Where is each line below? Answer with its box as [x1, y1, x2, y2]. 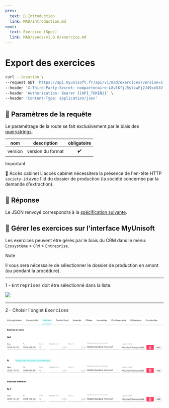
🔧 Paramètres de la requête [5, 110, 92, 118]
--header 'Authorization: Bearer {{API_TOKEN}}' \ [5, 90, 114, 96]
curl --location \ [5, 74, 44, 79]
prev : [5, 8, 17, 13]
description [33, 140, 58, 146]
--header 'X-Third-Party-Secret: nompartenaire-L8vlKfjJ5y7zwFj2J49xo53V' [5, 85, 165, 90]
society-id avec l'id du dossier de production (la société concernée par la [5, 176, 159, 182]
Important [5, 161, 26, 167]
